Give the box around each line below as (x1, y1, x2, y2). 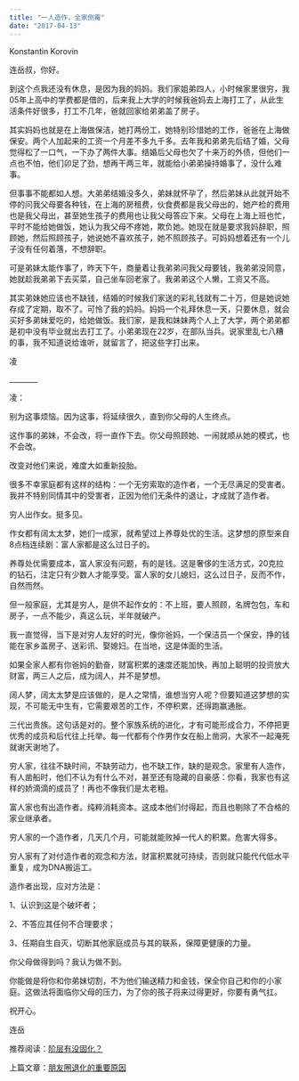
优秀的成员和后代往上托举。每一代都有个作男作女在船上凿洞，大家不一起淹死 (9, 730, 290, 741)
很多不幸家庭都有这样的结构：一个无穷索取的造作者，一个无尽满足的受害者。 (9, 478, 290, 490)
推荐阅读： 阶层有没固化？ (9, 1043, 103, 1053)
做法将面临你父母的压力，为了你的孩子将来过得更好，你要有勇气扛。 (32, 986, 282, 997)
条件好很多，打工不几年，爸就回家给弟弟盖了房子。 (16, 105, 205, 116)
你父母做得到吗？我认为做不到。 (9, 956, 126, 967)
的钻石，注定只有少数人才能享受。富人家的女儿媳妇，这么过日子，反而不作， (9, 569, 290, 580)
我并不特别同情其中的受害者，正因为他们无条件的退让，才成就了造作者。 (9, 490, 274, 500)
